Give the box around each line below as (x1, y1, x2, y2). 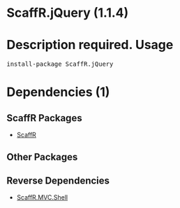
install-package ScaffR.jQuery (6, 60, 114, 68)
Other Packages (6, 151, 78, 162)
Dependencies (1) (6, 84, 110, 100)
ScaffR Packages (6, 112, 82, 124)
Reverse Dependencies (6, 174, 110, 186)
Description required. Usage (6, 37, 174, 53)
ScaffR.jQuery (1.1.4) (6, 5, 129, 21)
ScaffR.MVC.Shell (16, 193, 68, 202)
